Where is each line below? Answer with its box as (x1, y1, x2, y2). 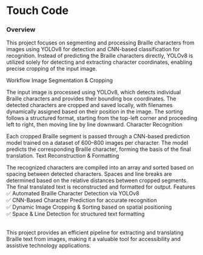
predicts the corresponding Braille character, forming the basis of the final (6, 145, 191, 153)
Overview (6, 26, 36, 34)
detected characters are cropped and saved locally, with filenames (6, 102, 173, 109)
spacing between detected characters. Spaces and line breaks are (6, 170, 173, 178)
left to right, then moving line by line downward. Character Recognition (6, 121, 183, 128)
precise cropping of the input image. (6, 65, 98, 72)
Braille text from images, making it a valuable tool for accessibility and (6, 236, 181, 243)
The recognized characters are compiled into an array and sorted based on (6, 164, 194, 171)
